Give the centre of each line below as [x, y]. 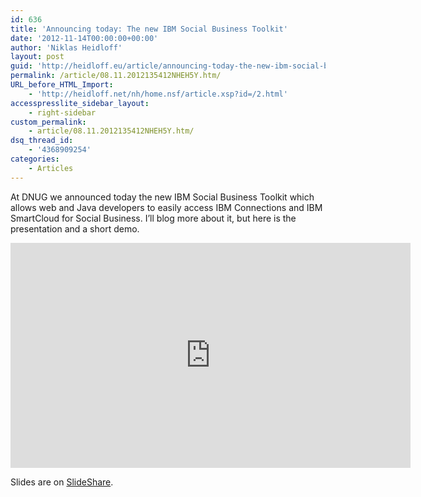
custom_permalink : [48, 122]
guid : [21, 66]
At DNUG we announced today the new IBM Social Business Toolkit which [162, 197]
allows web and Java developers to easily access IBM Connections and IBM [166, 207]
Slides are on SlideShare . [62, 482]
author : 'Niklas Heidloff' [66, 47]
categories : [35, 159]
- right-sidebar [62, 112]
